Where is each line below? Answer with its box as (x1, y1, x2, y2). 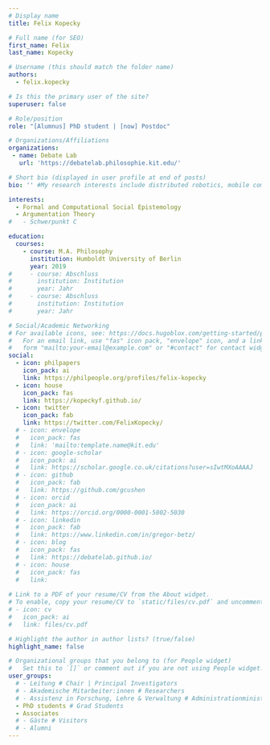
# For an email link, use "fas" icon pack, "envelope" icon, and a (8, 337, 247, 345)
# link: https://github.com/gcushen (15, 486, 146, 494)
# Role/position (8, 114, 63, 123)
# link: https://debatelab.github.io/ (15, 553, 153, 561)
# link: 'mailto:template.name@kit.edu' (15, 441, 160, 449)
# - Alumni (15, 724, 52, 732)
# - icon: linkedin (15, 516, 81, 524)
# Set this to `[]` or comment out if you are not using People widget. (8, 665, 264, 673)
